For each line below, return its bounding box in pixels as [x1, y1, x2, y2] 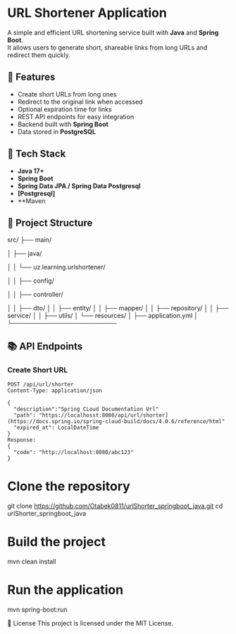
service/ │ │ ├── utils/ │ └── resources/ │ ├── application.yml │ [7, 312, 199, 320]
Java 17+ [17, 166, 44, 175]
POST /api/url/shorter [7, 381, 74, 389]
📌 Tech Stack [7, 148, 66, 160]
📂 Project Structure [7, 217, 93, 228]
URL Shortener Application [7, 5, 167, 21]
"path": [13, 412, 37, 419]
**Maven [17, 196, 46, 205]
